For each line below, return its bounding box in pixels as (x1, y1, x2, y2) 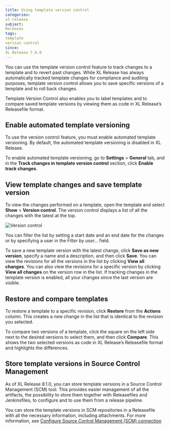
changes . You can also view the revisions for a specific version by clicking (5, 263, 161, 270)
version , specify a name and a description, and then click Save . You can (5, 253, 157, 259)
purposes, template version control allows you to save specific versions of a (5, 80, 164, 86)
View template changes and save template (5, 180, 142, 189)
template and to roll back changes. (5, 85, 77, 91)
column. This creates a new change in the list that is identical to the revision (5, 313, 163, 319)
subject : (5, 21, 24, 27)
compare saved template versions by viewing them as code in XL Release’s (5, 101, 162, 107)
